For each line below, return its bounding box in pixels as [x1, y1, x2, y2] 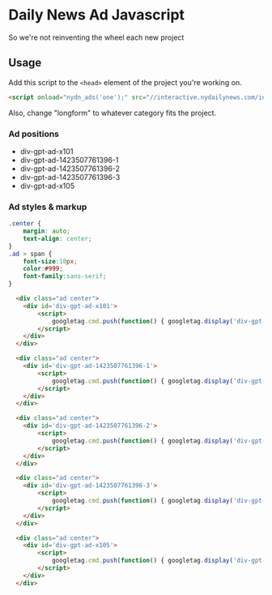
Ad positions [8, 128, 59, 139]
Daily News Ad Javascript [8, 6, 185, 24]
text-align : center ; [23, 234, 92, 242]
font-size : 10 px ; [23, 257, 79, 265]
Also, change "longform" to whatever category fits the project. [8, 108, 217, 118]
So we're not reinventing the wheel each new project [8, 32, 185, 42]
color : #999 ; [23, 265, 63, 273]
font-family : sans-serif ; [23, 272, 107, 280]
